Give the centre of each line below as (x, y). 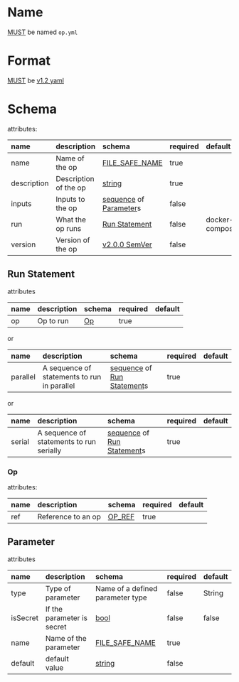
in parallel (59, 386)
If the (54, 609)
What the (71, 220)
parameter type (121, 597)
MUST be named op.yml (43, 32)
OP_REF (121, 516)
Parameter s (122, 208)
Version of (73, 240)
